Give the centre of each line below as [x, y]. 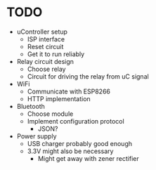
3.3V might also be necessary [70, 151]
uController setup [42, 32]
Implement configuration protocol [76, 121]
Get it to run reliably [56, 54]
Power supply [37, 136]
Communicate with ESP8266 [69, 91]
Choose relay [46, 69]
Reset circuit [45, 46]
